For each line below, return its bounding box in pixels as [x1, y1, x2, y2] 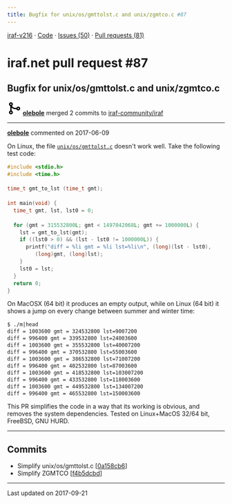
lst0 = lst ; [19, 265, 54, 272]
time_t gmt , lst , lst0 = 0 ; [13, 207, 95, 214]
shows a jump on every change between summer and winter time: [7, 307, 195, 316]
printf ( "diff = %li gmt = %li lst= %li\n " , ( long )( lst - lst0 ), [25, 244, 212, 251]
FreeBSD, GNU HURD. [7, 417, 70, 425]
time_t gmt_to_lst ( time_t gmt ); [7, 185, 104, 193]
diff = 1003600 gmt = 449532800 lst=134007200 [7, 383, 144, 390]
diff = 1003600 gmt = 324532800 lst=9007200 [7, 328, 137, 335]
